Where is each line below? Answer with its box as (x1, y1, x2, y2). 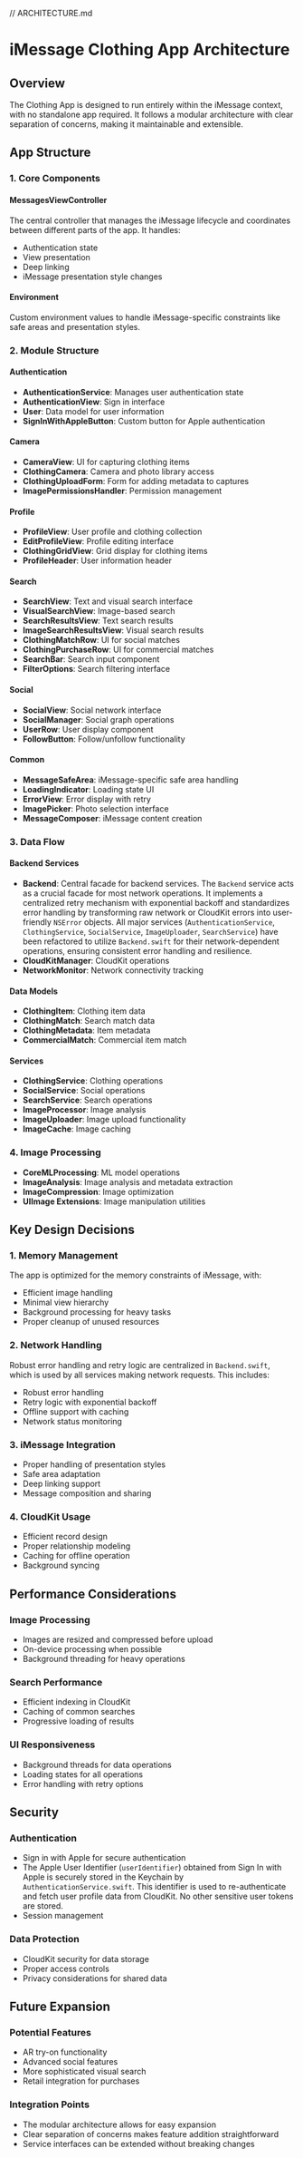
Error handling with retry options (22, 1778, 144, 1789)
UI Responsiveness (9, 1738, 96, 1751)
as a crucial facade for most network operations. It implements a (22, 888, 264, 899)
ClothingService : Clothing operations (22, 1075, 164, 1086)
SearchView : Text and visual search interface (22, 596, 193, 607)
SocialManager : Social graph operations (22, 714, 175, 724)
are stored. (22, 1900, 63, 1911)
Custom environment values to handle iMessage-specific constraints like (9, 312, 280, 323)
